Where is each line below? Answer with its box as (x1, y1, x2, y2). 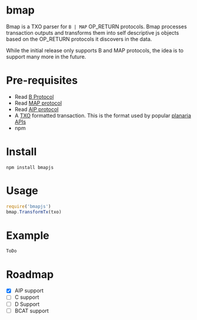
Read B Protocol (14, 93, 54, 100)
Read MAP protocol (14, 99, 62, 106)
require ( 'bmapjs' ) (6, 204, 51, 209)
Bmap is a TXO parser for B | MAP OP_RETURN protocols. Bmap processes (6, 23, 187, 30)
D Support (14, 301, 40, 308)
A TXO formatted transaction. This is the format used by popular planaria (14, 112, 191, 119)
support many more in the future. (6, 53, 86, 60)
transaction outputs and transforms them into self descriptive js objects (6, 29, 179, 36)
